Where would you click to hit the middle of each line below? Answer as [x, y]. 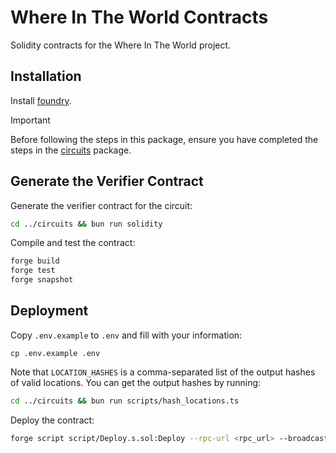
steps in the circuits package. [71, 150]
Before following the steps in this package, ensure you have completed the [164, 139]
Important [30, 120]
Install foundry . [41, 100]
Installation [46, 76]
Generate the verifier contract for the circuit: [101, 205]
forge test [33, 271]
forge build [35, 261]
